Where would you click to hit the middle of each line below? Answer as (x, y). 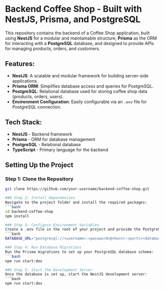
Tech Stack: (24, 123)
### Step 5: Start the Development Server (49, 270)
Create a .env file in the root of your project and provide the (73, 229)
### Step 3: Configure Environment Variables (52, 225)
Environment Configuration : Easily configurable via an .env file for (80, 102)
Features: (20, 64)
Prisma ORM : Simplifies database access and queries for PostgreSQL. (83, 86)
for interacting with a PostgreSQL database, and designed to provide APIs (80, 43)
